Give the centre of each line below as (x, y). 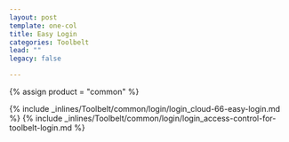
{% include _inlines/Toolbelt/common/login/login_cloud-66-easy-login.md (145, 109)
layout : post (33, 17)
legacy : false (36, 59)
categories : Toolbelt (49, 42)
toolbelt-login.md (41, 128)
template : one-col (43, 26)
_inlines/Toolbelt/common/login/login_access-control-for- (170, 118)
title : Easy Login (43, 34)
